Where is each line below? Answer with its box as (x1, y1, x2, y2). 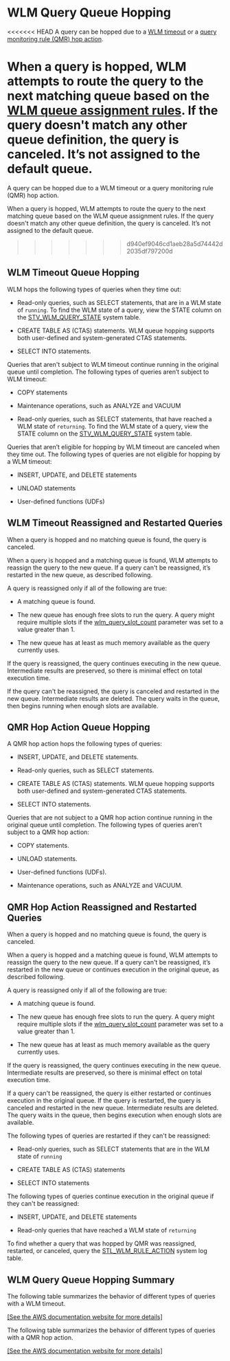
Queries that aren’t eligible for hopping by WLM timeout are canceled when (7, 442, 220, 451)
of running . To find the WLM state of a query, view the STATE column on (16, 306, 222, 314)
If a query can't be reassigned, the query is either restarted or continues (7, 1089, 211, 1097)
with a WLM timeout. (7, 1299, 66, 1307)
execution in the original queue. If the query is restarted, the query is (7, 1096, 201, 1105)
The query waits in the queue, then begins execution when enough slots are (7, 1111, 222, 1119)
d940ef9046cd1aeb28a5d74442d (126, 239, 223, 248)
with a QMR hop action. (7, 1333, 73, 1341)
